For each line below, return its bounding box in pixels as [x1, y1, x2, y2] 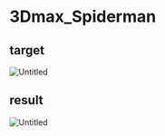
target [9, 43, 45, 58]
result [9, 92, 44, 108]
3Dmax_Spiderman [9, 6, 157, 27]
